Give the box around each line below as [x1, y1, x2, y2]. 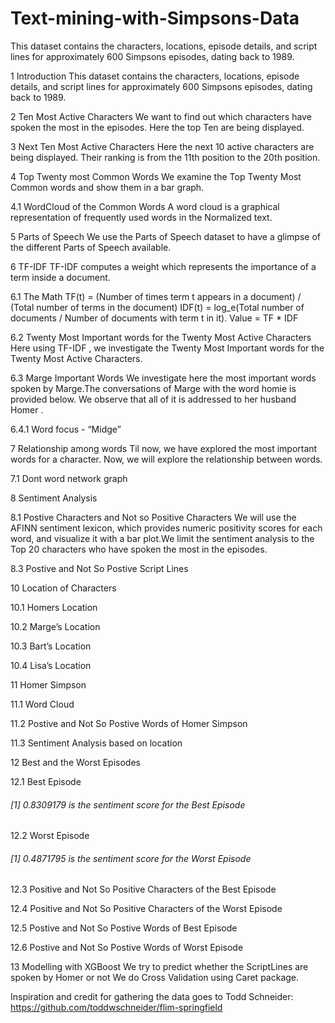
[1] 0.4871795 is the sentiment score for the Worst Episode [10, 852, 252, 864]
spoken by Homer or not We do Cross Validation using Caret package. [10, 972, 300, 984]
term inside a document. [10, 271, 111, 283]
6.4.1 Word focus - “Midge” [10, 423, 122, 435]
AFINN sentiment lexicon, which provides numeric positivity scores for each [10, 522, 323, 534]
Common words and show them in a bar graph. [10, 181, 205, 193]
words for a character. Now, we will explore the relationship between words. [10, 453, 323, 465]
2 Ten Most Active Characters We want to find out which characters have [10, 110, 312, 122]
